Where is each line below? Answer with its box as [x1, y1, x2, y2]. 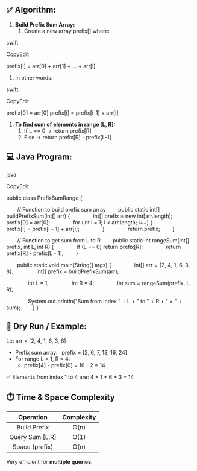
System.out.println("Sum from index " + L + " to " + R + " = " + [28, 297, 183, 305]
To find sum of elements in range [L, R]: [14, 121, 116, 128]
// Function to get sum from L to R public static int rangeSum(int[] [17, 236, 190, 244]
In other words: [14, 74, 53, 81]
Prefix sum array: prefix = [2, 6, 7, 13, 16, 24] [14, 349, 128, 356]
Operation [17, 413, 48, 422]
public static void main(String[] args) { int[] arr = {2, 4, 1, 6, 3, [17, 261, 190, 268]
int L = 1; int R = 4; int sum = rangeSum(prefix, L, [28, 279, 192, 286]
